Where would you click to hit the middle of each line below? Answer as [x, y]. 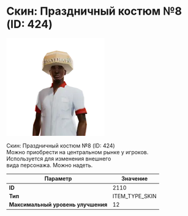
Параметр [58, 179]
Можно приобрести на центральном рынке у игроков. [77, 152]
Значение [135, 179]
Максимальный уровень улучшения [58, 205]
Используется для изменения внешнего [59, 158]
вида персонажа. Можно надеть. [50, 165]
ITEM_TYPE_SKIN [135, 196]
